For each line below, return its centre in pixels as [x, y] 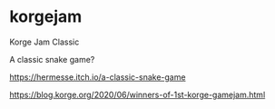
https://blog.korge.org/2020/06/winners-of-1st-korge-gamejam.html [137, 94]
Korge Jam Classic [44, 42]
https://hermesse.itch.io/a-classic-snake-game [98, 77]
